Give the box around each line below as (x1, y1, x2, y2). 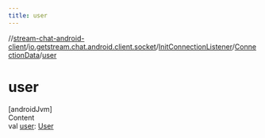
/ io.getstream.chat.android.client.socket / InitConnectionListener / (25, 41, 236, 52)
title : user (8, 11, 48, 20)
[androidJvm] (8, 104, 53, 113)
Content (8, 113, 35, 122)
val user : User (8, 121, 54, 131)
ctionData (8, 50, 40, 59)
